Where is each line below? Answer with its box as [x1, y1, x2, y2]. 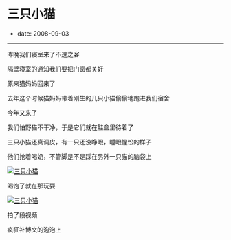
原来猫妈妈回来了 [7, 79, 56, 87]
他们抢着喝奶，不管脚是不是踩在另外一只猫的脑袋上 [7, 152, 152, 160]
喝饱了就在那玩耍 [7, 182, 56, 190]
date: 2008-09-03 [16, 29, 69, 38]
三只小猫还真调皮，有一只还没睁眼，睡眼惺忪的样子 [7, 138, 152, 146]
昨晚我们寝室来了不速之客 [7, 50, 80, 58]
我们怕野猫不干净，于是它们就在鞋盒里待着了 [7, 123, 134, 131]
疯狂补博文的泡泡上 [7, 225, 62, 234]
